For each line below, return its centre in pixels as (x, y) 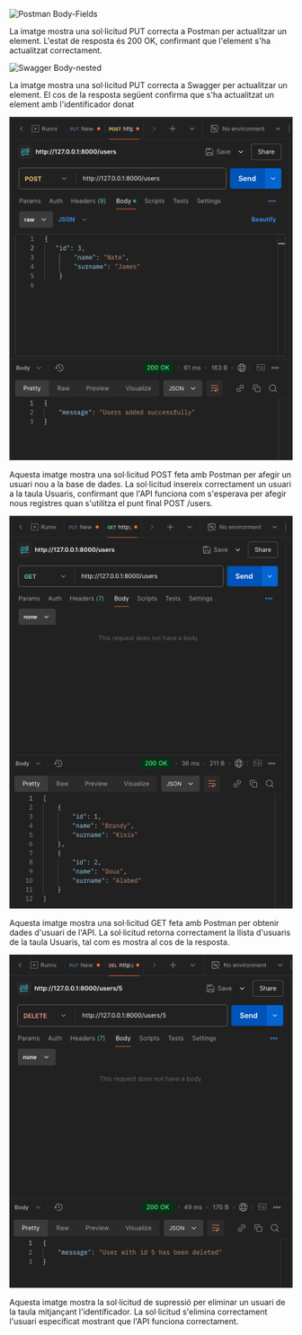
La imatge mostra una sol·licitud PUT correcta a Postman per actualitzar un (148, 31)
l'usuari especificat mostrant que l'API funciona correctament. (124, 1321)
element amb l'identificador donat (72, 104)
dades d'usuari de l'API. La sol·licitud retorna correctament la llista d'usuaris (150, 932)
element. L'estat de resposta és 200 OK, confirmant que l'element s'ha (140, 41)
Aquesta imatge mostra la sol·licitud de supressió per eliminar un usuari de (147, 1302)
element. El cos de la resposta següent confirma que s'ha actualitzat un (142, 95)
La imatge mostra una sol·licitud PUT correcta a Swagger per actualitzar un (148, 85)
